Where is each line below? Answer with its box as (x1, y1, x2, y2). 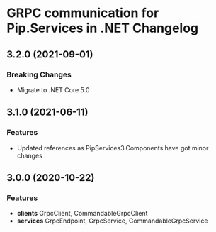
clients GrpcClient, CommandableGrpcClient (16, 209, 148, 218)
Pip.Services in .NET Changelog (6, 20, 199, 36)
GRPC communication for (6, 5, 159, 21)
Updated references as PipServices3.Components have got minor (16, 143, 209, 152)
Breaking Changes (6, 70, 72, 79)
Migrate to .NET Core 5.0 (16, 85, 90, 94)
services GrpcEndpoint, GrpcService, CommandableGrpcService (16, 216, 208, 225)
